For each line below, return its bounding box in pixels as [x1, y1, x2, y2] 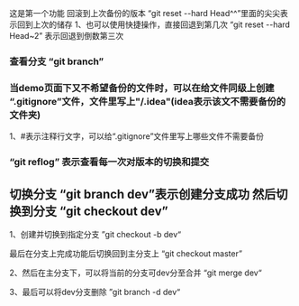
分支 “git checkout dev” [32, 203, 168, 218]
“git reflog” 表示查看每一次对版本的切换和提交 [9, 156, 210, 169]
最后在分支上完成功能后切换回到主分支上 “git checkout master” [9, 247, 243, 259]
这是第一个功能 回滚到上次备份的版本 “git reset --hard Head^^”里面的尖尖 [9, 8, 281, 18]
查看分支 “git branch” [9, 55, 104, 68]
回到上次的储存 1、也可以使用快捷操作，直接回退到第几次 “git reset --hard [16, 19, 291, 30]
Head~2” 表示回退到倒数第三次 [9, 31, 124, 41]
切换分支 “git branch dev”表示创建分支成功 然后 [9, 186, 276, 201]
